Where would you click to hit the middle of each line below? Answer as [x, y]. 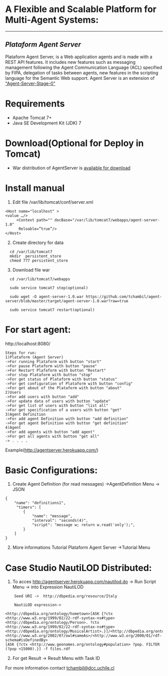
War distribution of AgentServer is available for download [71, 168]
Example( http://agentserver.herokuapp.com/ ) [52, 450]
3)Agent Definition [25, 414]
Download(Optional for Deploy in [74, 143]
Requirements [35, 103]
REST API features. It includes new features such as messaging [70, 62]
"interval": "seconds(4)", [60, 521]
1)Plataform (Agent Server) [34, 357]
